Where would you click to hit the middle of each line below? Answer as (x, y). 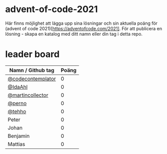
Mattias (17, 144)
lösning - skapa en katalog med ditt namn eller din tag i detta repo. (74, 34)
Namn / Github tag (32, 70)
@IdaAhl (18, 87)
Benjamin (19, 136)
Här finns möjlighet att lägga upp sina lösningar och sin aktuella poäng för (81, 23)
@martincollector (28, 95)
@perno (17, 103)
